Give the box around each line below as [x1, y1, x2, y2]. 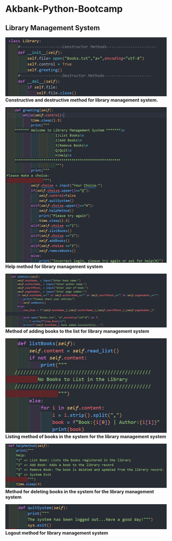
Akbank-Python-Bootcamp [5, 3, 123, 15]
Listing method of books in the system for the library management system [5, 433, 166, 440]
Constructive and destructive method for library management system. [5, 97, 158, 103]
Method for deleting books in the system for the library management [5, 488, 155, 494]
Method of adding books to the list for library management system [5, 328, 149, 334]
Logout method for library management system [5, 530, 109, 536]
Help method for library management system [5, 263, 103, 269]
